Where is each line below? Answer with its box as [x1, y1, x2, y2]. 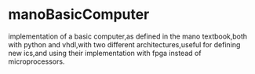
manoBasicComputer [8, 6, 150, 24]
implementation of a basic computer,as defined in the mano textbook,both [8, 31, 248, 41]
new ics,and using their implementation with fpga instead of [8, 48, 202, 57]
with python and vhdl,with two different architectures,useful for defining [8, 39, 241, 49]
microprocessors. [8, 57, 65, 66]
